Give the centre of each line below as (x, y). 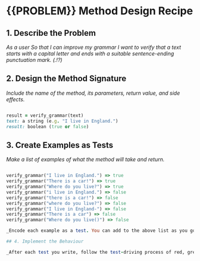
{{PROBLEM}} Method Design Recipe (100, 11)
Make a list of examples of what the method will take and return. (85, 160)
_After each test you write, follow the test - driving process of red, (96, 252)
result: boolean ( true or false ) (48, 126)
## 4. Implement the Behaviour (45, 241)
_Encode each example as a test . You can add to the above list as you (97, 231)
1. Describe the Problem (51, 33)
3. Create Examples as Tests (60, 145)
